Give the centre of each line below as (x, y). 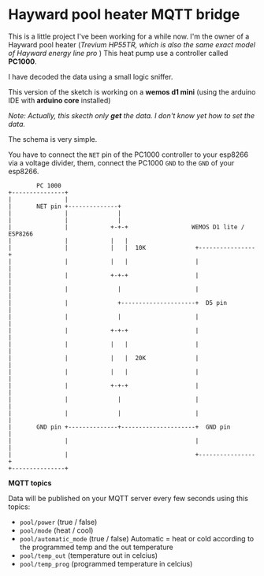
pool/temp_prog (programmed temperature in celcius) (106, 563)
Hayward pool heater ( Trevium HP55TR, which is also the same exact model (132, 44)
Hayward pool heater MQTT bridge (124, 15)
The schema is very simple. (53, 139)
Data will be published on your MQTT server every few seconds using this (128, 498)
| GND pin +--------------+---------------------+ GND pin (119, 427)
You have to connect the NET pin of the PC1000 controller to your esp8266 (128, 154)
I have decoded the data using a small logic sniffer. (91, 76)
